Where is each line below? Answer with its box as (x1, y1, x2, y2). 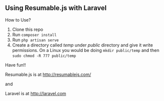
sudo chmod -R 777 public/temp (12, 53, 76, 58)
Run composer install (12, 31, 57, 37)
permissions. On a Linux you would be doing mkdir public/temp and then (12, 47, 160, 53)
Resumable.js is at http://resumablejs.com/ (5, 71, 92, 77)
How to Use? (5, 17, 31, 23)
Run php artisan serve (12, 37, 59, 43)
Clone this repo (12, 26, 43, 32)
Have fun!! (5, 62, 26, 68)
